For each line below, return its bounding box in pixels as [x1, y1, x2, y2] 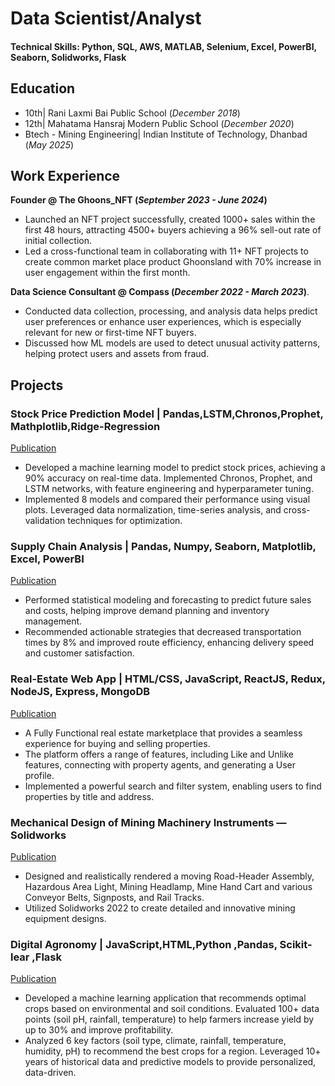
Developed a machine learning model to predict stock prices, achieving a [24, 462, 326, 474]
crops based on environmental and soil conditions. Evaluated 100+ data [24, 1003, 320, 1015]
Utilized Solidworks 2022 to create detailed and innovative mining [24, 902, 296, 914]
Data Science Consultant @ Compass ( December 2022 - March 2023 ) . [10, 286, 310, 298]
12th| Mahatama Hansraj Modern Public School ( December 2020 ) [24, 117, 295, 129]
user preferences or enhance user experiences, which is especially [24, 316, 302, 328]
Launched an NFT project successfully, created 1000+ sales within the [24, 213, 316, 226]
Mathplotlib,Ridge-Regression [10, 419, 161, 433]
